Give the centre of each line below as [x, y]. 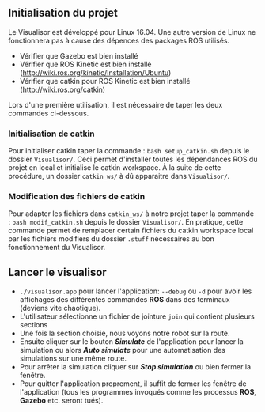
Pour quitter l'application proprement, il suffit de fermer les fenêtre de [133, 384]
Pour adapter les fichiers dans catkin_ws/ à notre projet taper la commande [131, 214]
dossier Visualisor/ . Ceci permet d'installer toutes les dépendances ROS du [133, 159]
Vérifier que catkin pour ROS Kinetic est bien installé [105, 81]
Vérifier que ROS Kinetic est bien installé [85, 64]
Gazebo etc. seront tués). [61, 401]
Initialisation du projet [63, 13]
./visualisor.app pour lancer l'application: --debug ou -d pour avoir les [136, 291]
